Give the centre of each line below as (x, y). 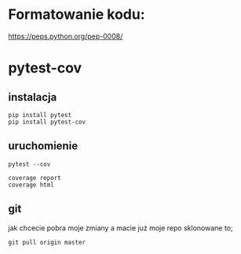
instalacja (33, 97)
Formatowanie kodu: (77, 15)
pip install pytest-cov (47, 122)
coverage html (31, 185)
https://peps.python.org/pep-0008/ (66, 36)
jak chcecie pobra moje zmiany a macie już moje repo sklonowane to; (120, 228)
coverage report (35, 178)
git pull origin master (47, 242)
